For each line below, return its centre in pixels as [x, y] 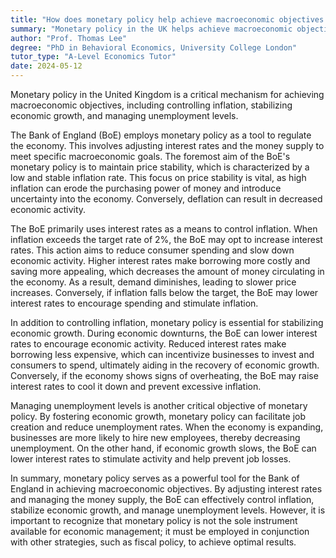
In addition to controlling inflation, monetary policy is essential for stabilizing [167, 322]
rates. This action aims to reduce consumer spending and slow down [152, 250]
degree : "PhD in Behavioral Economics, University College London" [154, 47]
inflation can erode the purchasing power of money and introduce [146, 188]
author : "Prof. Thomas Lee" [69, 38]
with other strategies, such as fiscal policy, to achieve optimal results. [153, 542]
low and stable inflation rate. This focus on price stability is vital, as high [158, 177]
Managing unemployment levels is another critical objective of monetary [159, 405]
